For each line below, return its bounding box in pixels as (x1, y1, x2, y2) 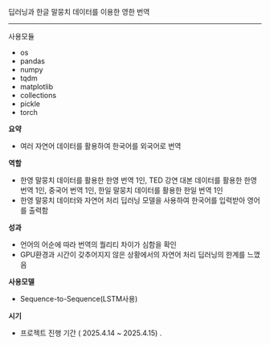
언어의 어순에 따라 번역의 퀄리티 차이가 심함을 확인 (19, 240, 177, 249)
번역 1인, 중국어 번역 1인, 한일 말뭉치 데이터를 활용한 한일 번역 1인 (19, 186, 223, 195)
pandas (19, 56, 46, 66)
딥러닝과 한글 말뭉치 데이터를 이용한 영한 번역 (8, 7, 150, 16)
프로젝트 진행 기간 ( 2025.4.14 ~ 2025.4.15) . (19, 328, 162, 338)
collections (19, 91, 57, 100)
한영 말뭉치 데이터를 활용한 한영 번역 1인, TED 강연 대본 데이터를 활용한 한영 (19, 175, 257, 185)
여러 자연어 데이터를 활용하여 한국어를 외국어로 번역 (19, 142, 182, 150)
